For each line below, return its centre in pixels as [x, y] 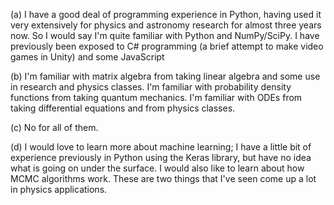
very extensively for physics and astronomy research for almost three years [166, 25]
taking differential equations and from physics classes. [123, 108]
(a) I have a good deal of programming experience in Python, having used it [166, 14]
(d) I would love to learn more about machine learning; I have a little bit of [161, 147]
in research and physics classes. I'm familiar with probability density [151, 87]
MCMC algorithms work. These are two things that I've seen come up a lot [163, 178]
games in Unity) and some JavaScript [87, 57]
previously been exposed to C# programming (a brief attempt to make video [167, 46]
